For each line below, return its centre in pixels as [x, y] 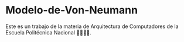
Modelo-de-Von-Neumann [72, 10]
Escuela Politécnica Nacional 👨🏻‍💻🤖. [49, 32]
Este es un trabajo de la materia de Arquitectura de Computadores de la [92, 26]
